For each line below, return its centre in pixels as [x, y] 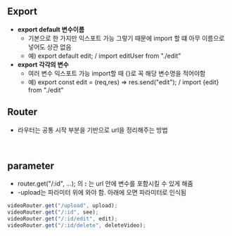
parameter [31, 166]
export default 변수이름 [51, 29]
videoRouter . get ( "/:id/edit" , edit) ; [63, 219]
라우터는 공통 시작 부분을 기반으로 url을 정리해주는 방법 [92, 130]
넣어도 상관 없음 [50, 47]
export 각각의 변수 [43, 64]
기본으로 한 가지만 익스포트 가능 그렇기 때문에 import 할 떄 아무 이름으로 [126, 38]
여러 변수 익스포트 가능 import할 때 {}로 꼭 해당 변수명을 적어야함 [117, 73]
